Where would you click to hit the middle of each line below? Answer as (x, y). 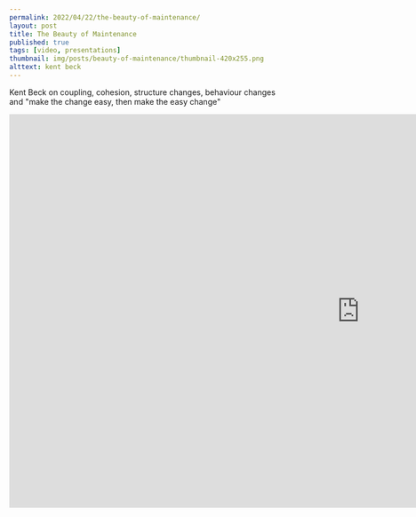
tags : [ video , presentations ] (65, 51)
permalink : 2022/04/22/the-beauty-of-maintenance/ (105, 17)
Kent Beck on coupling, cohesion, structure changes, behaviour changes (142, 92)
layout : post (33, 26)
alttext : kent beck (45, 68)
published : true (39, 42)
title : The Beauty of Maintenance (73, 34)
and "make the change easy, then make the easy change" (115, 101)
